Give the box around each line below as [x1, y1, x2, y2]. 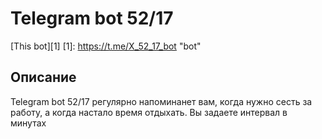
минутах [10, 117, 47, 129]
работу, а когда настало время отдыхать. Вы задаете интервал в [10, 106, 288, 118]
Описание [10, 69, 77, 86]
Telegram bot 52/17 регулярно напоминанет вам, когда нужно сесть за [10, 95, 313, 107]
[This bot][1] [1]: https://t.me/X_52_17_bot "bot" [10, 40, 202, 52]
